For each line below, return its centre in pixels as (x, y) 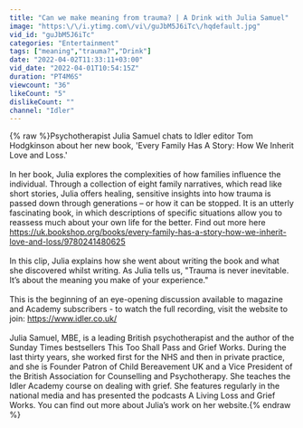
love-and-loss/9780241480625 (67, 242)
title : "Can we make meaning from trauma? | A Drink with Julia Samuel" (149, 18)
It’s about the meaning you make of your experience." (109, 281)
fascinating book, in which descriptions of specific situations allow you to (146, 213)
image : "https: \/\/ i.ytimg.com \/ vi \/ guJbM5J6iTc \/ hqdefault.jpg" (135, 26)
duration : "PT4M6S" (46, 77)
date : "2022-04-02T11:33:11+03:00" (76, 60)
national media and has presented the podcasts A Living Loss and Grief (142, 395)
